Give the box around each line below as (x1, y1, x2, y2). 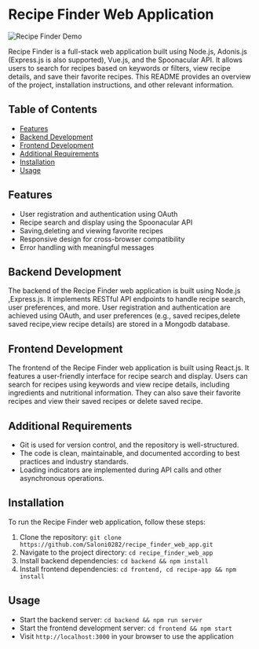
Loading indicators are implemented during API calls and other (19, 465, 222, 475)
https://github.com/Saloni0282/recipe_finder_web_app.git (19, 541, 213, 548)
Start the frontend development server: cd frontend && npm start (19, 623, 233, 632)
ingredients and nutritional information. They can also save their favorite (8, 388, 241, 398)
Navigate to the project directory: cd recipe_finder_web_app (19, 548, 213, 557)
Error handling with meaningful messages (19, 242, 155, 252)
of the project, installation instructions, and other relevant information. (8, 80, 234, 90)
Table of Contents (8, 103, 98, 116)
